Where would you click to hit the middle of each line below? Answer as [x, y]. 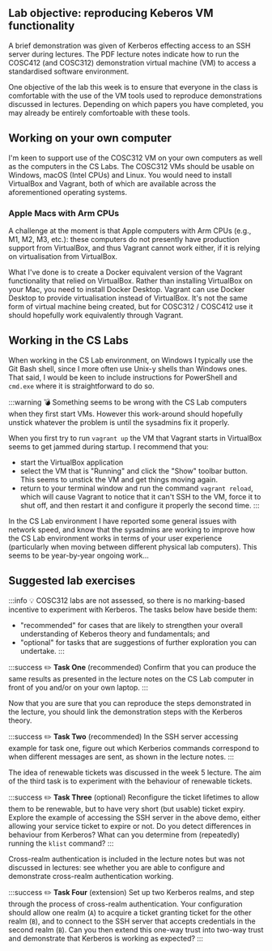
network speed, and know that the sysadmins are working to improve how [132, 529]
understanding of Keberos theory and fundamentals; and [115, 634]
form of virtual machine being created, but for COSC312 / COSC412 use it [131, 306]
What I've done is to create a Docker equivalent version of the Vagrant [125, 272]
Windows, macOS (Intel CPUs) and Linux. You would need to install [120, 175]
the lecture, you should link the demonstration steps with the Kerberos [125, 711]
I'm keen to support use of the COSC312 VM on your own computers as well [136, 158]
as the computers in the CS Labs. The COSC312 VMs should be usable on [132, 166]
